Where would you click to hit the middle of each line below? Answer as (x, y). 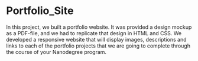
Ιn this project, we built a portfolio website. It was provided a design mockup (99, 27)
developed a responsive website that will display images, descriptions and (96, 39)
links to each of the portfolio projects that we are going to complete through (98, 46)
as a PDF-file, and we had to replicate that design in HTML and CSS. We (94, 33)
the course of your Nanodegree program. (56, 52)
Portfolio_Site (40, 11)
